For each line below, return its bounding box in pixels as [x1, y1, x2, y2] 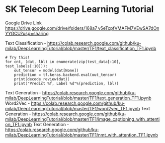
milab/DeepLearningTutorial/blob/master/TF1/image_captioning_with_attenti [5, 116, 160, 122]
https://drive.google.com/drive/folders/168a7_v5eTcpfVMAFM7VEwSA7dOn [5, 25, 160, 31]
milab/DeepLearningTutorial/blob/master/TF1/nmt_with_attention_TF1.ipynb [5, 132, 158, 138]
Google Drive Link [5, 20, 42, 26]
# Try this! [5, 55, 30, 60]
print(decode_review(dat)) [14, 76, 70, 81]
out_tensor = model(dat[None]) [14, 68, 79, 73]
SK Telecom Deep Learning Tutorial [5, 3, 154, 15]
